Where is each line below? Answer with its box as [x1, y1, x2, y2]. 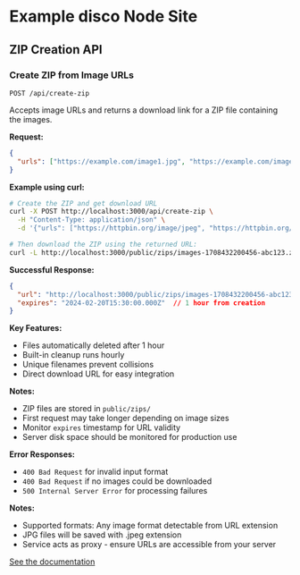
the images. [9, 114, 53, 124]
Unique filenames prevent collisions [21, 359, 154, 370]
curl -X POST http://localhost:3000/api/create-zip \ [9, 207, 214, 216]
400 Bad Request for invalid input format [21, 467, 169, 478]
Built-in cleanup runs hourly [21, 350, 125, 360]
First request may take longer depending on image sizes [21, 413, 229, 424]
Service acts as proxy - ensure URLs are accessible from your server [21, 539, 277, 550]
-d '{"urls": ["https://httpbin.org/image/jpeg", [17, 224, 205, 233]
